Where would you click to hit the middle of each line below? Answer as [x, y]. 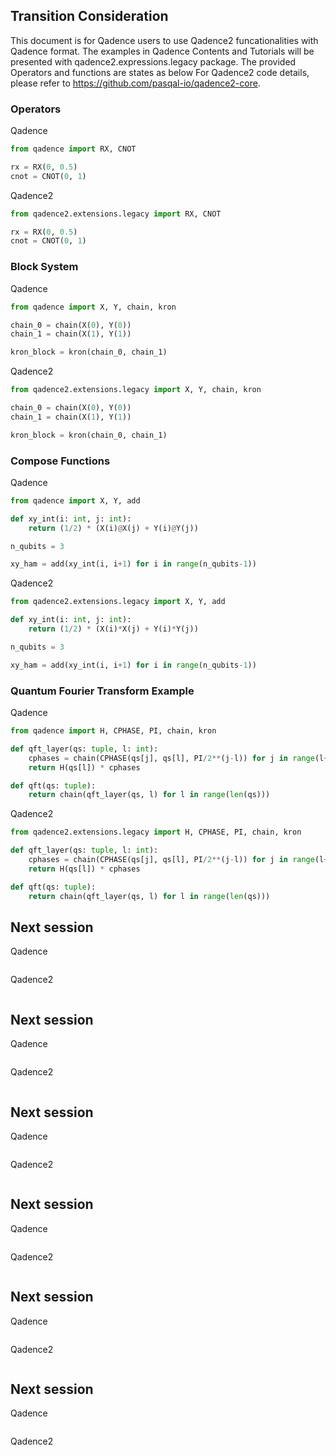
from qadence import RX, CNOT [73, 149]
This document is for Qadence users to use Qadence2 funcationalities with [164, 40]
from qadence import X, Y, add [75, 500]
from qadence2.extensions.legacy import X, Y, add [118, 602]
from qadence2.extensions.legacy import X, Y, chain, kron [136, 390]
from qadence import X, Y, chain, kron [93, 307]
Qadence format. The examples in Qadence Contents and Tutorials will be [162, 51]
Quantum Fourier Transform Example [102, 691]
